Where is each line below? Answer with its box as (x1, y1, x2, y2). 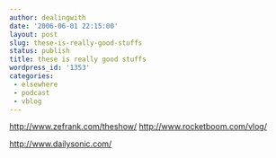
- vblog (13, 96, 42, 106)
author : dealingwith (9, 13, 87, 22)
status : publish (9, 47, 70, 56)
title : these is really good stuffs (9, 55, 147, 64)
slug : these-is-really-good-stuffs (9, 38, 143, 48)
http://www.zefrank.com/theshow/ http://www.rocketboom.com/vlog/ (9, 121, 268, 132)
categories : (9, 72, 54, 81)
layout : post (9, 30, 58, 39)
